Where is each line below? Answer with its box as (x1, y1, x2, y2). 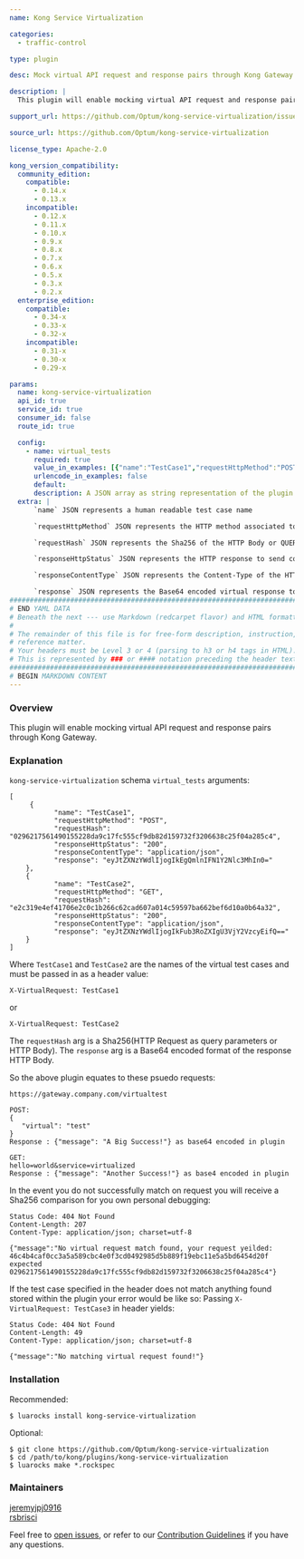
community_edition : (17, 169, 91, 179)
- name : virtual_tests (25, 446, 111, 456)
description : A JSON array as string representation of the (33, 489, 265, 498)
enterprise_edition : (17, 295, 95, 305)
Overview (9, 702, 53, 714)
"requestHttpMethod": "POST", (53, 817, 168, 826)
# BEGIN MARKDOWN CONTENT (9, 672, 107, 681)
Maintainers (9, 1481, 64, 1494)
